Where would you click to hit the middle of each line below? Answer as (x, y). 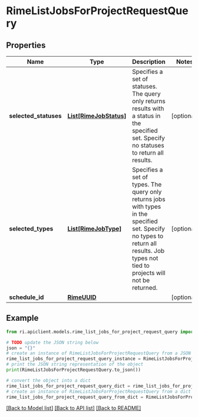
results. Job (148, 251)
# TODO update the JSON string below (52, 342)
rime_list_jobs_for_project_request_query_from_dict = (75, 397)
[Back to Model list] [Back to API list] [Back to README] (74, 408)
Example (22, 318)
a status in (146, 116)
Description (149, 62)
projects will (148, 273)
